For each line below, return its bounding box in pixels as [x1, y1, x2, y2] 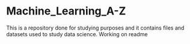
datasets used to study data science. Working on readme [6, 30, 148, 37]
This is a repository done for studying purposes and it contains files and [6, 24, 185, 31]
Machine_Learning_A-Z [6, 4, 126, 18]
